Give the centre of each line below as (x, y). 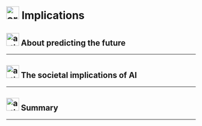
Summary (39, 108)
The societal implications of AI (79, 75)
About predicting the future (73, 43)
